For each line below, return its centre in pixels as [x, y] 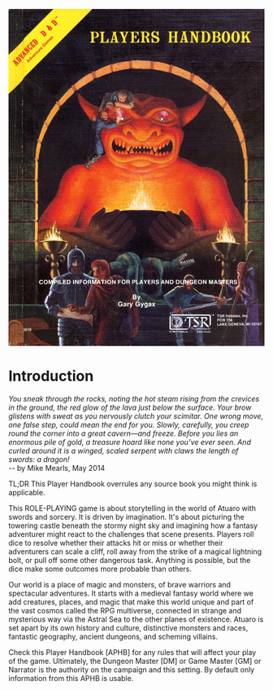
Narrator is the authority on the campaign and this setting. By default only [132, 670]
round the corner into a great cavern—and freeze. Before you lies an [123, 433]
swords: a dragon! [39, 459]
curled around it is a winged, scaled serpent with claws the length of [123, 450]
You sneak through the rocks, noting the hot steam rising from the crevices [134, 398]
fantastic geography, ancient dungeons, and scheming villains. [113, 636]
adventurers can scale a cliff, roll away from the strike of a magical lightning [135, 552]
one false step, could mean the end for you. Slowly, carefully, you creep [129, 424]
